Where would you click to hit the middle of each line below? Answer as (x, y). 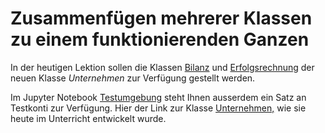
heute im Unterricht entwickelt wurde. (88, 118)
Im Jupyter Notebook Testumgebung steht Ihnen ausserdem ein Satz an (158, 97)
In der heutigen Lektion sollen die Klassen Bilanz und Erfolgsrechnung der (162, 67)
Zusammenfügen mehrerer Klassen (161, 18)
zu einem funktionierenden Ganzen (160, 39)
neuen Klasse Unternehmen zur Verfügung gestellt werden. (133, 78)
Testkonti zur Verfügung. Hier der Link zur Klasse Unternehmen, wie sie (158, 108)
